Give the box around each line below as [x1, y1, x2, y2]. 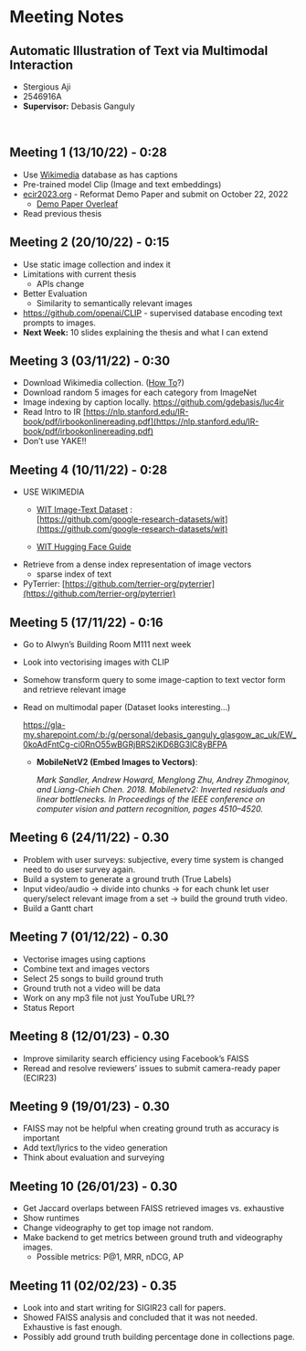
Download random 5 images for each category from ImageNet [22, 387, 258, 399]
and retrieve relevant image [22, 684, 126, 696]
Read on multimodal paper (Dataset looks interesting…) [22, 702, 231, 713]
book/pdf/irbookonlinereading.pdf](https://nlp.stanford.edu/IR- [22, 416, 259, 427]
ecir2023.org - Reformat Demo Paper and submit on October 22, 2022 [22, 188, 289, 199]
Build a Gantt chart [22, 902, 94, 913]
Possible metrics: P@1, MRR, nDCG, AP [36, 1251, 185, 1262]
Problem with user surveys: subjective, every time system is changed [22, 854, 284, 865]
